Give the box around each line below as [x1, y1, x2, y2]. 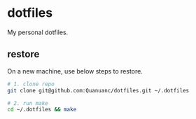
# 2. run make [7, 99, 49, 106]
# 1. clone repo [7, 80, 55, 87]
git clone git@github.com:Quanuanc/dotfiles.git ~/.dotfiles [7, 87, 190, 94]
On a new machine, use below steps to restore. [7, 66, 143, 75]
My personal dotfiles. [7, 28, 69, 36]
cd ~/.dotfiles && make [7, 106, 77, 113]
